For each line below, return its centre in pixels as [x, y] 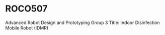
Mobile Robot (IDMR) [27, 27]
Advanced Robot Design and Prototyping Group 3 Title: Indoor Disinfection [82, 22]
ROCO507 [26, 9]
